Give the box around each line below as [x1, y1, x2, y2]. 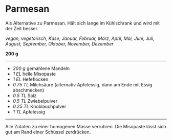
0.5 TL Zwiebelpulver [12, 98, 58, 104]
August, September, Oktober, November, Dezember [5, 40, 114, 46]
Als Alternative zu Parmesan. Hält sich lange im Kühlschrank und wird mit [5, 20, 160, 26]
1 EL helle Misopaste [12, 71, 56, 77]
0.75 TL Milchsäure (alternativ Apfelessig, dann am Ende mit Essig [12, 81, 153, 87]
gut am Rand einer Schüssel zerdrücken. [5, 129, 91, 135]
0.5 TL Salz [12, 92, 37, 99]
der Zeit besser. [5, 25, 38, 31]
